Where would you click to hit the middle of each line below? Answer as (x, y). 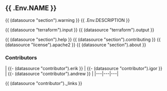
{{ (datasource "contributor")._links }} (44, 84)
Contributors (21, 58)
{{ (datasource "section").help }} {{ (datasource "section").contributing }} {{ (83, 39)
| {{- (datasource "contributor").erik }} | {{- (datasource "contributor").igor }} (84, 69)
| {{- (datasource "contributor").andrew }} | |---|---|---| (62, 74)
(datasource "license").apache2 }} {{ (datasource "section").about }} (76, 45)
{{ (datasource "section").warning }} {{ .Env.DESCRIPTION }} (68, 20)
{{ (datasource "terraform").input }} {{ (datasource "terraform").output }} (80, 30)
